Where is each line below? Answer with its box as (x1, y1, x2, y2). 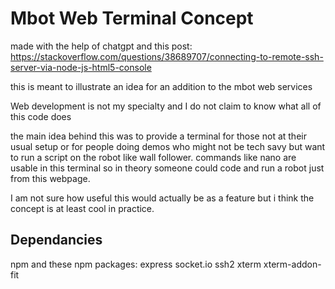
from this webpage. (10, 172, 91, 184)
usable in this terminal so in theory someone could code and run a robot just (10, 162, 325, 174)
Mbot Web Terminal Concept (10, 7, 254, 30)
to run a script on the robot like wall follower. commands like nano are (10, 151, 297, 163)
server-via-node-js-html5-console (10, 61, 152, 73)
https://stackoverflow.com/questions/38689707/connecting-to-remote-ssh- (10, 50, 324, 62)
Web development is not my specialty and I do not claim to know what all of (10, 100, 322, 112)
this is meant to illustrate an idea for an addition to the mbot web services (10, 80, 313, 92)
